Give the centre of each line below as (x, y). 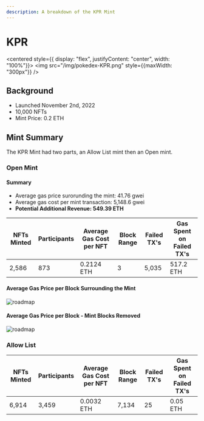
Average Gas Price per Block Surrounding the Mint (71, 288)
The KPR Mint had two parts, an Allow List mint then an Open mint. (90, 152)
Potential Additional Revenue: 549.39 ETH (69, 209)
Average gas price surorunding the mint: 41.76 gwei (80, 196)
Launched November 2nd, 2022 (55, 105)
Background (30, 91)
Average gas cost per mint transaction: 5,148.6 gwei (80, 202)
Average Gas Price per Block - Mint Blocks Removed (73, 316)
